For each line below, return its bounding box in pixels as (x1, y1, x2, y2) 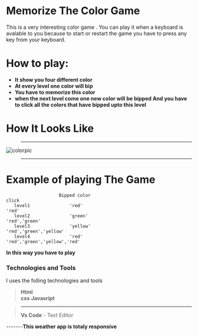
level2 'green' (14, 213, 88, 219)
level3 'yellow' (14, 223, 91, 229)
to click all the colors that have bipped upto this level (14, 101, 146, 108)
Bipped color (58, 192, 91, 198)
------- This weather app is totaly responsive (6, 323, 117, 330)
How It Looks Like (6, 122, 94, 135)
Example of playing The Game (6, 173, 156, 186)
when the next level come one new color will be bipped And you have (14, 95, 187, 102)
